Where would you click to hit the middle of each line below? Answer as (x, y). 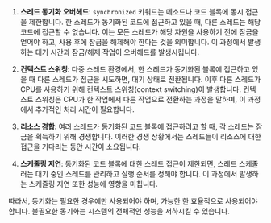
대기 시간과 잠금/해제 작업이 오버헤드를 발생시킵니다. (117, 52)
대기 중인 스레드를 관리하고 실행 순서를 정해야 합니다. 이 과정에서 (136, 174)
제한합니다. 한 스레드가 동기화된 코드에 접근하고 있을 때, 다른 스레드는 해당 (145, 22)
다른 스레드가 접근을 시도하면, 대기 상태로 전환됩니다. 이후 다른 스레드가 (149, 79)
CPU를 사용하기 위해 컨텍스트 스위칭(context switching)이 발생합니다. (131, 89)
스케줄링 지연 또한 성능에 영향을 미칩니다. (94, 184)
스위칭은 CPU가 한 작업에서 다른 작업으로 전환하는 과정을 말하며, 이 (140, 99)
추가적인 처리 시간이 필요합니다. (85, 109)
